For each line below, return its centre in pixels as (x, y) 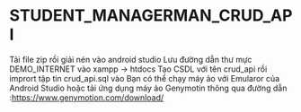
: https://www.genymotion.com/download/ (87, 97)
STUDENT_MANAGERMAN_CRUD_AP (151, 16)
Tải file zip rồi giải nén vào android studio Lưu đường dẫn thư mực (131, 59)
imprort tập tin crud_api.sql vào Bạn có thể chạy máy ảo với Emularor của (145, 78)
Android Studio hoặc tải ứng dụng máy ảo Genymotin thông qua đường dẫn (148, 88)
